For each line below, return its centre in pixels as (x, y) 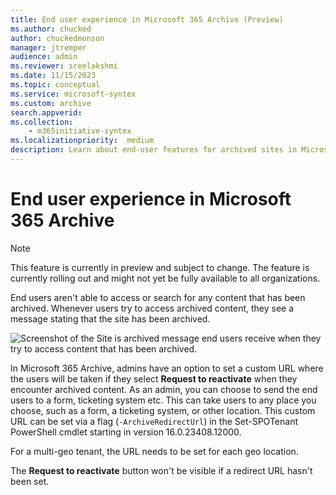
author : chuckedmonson (57, 38)
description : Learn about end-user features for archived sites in (154, 150)
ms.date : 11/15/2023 (53, 76)
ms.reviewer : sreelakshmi (64, 66)
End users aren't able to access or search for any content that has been (158, 297)
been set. (30, 481)
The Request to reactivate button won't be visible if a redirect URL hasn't (161, 470)
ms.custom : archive (51, 103)
